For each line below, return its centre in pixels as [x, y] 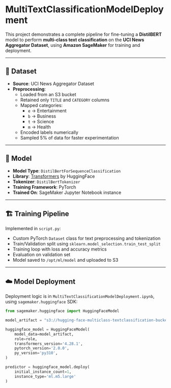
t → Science [41, 121]
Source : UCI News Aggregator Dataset [53, 84]
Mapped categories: [41, 105]
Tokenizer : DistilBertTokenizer [46, 181]
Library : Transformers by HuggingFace [54, 176]
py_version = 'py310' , [36, 353]
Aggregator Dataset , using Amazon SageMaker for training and [73, 45]
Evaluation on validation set [41, 255]
